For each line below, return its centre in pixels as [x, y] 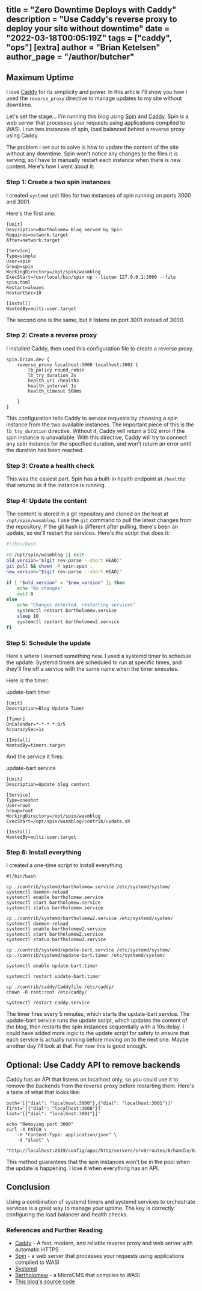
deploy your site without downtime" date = [88, 29]
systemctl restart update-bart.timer [54, 977]
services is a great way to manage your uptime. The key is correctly [90, 1208]
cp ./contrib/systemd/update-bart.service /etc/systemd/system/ [88, 950]
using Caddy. [23, 135]
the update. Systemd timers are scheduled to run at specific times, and [94, 662]
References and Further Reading [55, 1230]
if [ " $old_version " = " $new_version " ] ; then [66, 583]
